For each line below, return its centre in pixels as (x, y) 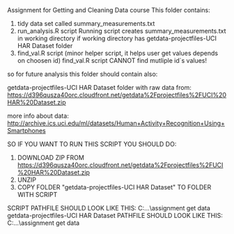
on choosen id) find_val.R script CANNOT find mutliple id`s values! (112, 61)
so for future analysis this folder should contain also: (83, 74)
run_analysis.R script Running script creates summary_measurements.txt (122, 31)
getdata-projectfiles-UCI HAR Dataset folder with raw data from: (99, 87)
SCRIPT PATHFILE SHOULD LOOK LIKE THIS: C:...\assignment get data (109, 208)
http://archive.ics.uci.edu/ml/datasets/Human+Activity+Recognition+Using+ (116, 123)
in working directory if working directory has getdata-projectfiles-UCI (117, 38)
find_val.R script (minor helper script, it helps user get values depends (117, 53)
